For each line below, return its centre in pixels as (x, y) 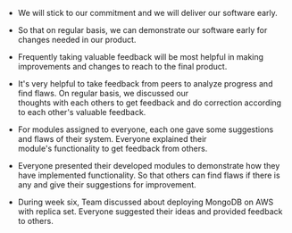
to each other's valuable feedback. (82, 112)
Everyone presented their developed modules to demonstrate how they (149, 166)
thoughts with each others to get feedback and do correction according (150, 103)
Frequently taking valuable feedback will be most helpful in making (141, 57)
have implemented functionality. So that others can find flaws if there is (149, 175)
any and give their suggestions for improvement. (107, 185)
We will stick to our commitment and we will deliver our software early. (148, 13)
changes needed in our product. (77, 40)
